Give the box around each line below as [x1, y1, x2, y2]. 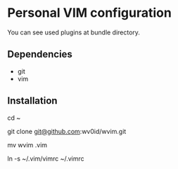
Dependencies [7, 48, 72, 60]
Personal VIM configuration [7, 5, 172, 21]
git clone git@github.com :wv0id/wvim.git [7, 127, 127, 135]
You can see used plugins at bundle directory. [7, 28, 141, 36]
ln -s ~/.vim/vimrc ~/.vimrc [7, 154, 84, 163]
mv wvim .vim [7, 140, 48, 149]
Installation [7, 95, 58, 107]
